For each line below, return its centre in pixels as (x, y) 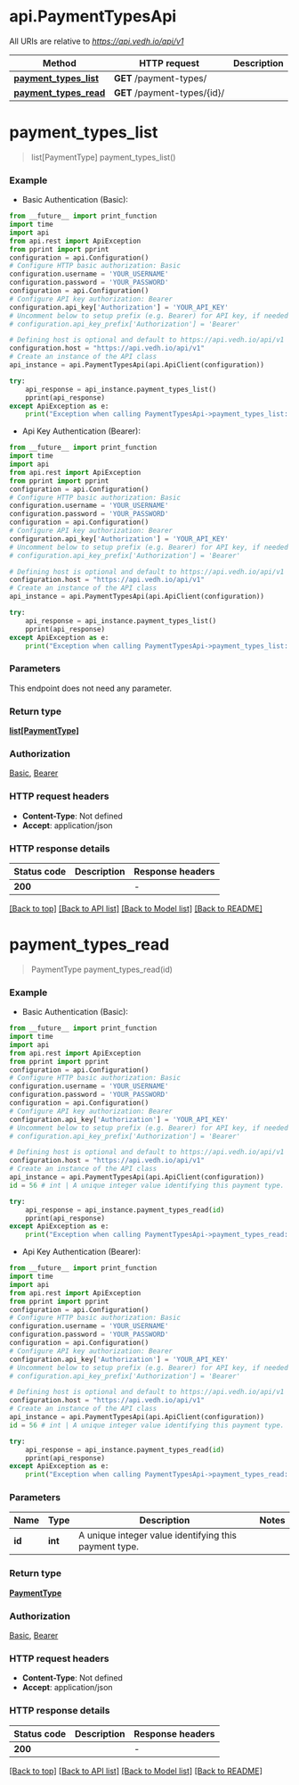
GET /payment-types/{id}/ (170, 93)
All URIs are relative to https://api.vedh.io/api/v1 (97, 41)
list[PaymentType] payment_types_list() (103, 157)
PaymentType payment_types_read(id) (102, 969)
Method (60, 62)
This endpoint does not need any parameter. (90, 688)
